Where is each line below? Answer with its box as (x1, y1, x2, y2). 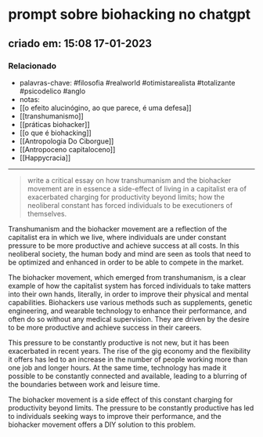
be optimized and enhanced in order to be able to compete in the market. (8, 257, 244, 267)
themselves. (27, 209, 67, 218)
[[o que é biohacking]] (19, 128, 92, 137)
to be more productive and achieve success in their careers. (8, 322, 202, 332)
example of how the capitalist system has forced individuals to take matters (8, 281, 251, 290)
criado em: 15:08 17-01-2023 (8, 37, 153, 50)
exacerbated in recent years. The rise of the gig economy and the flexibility (8, 346, 251, 355)
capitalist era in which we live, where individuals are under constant (8, 232, 227, 242)
